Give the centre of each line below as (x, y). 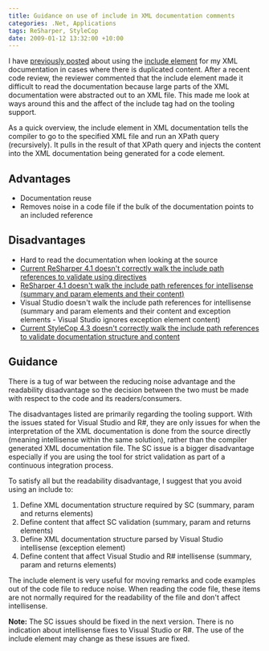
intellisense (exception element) (73, 547)
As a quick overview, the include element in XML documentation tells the (128, 128)
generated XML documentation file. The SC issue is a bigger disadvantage (131, 448)
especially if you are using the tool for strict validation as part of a (117, 457)
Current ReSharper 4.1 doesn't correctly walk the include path (122, 268)
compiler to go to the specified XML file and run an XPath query (114, 137)
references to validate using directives (83, 276)
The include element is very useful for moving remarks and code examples (132, 580)
